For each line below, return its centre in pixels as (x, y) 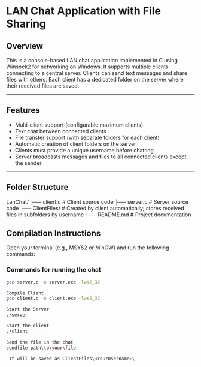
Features (23, 110)
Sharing (26, 24)
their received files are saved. (43, 86)
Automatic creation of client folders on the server (75, 144)
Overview (25, 46)
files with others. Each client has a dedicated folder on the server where (95, 79)
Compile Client (25, 293)
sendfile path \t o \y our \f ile (41, 348)
